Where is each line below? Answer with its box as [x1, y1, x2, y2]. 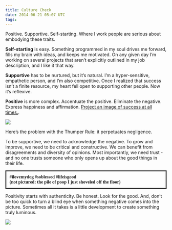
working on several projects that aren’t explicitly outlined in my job [5, 57, 145, 63]
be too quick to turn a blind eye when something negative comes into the [5, 198, 160, 205]
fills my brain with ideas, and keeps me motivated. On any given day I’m [5, 52, 157, 58]
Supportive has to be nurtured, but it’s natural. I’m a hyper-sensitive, [5, 72, 150, 79]
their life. [5, 160, 24, 166]
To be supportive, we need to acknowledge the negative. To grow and [5, 139, 153, 145]
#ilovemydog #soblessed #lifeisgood [9, 174, 77, 180]
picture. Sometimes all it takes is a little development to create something [5, 204, 160, 210]
